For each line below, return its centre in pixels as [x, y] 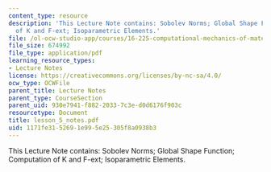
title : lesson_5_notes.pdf [54, 121]
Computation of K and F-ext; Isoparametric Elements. [97, 159]
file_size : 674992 [39, 46]
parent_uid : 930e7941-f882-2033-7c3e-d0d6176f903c [95, 105]
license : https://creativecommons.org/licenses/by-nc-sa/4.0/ [115, 76]
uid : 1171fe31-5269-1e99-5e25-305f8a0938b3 [83, 128]
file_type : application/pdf [56, 53]
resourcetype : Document [48, 113]
